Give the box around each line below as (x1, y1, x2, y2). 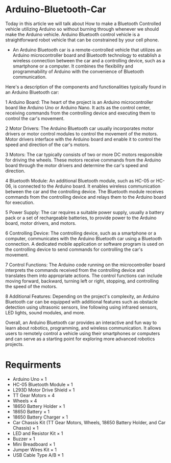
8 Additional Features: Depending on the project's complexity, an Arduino (5, 293, 160, 299)
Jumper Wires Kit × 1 (12, 446, 57, 453)
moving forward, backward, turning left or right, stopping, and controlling (5, 277, 159, 284)
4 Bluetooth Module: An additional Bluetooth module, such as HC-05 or (5, 177, 155, 183)
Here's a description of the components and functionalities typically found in (5, 83, 166, 90)
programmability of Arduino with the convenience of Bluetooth (12, 68, 144, 75)
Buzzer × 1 (12, 435, 35, 442)
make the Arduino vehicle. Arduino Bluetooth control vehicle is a (5, 31, 140, 37)
